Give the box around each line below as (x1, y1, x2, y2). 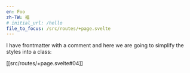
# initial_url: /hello (6, 20, 63, 26)
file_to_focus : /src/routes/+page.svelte (6, 25, 111, 32)
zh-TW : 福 (6, 14, 30, 20)
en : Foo (6, 8, 26, 15)
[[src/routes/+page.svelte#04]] (6, 60, 84, 67)
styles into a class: (6, 48, 52, 56)
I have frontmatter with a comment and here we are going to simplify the (6, 42, 184, 49)
